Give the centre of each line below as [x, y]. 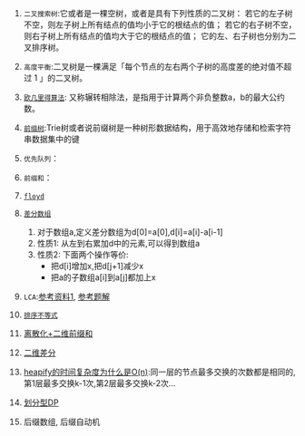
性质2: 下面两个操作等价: [83, 255]
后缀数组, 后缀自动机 [62, 421]
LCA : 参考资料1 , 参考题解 [67, 296]
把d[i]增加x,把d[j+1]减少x [97, 266]
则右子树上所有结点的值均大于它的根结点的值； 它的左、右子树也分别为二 [160, 36]
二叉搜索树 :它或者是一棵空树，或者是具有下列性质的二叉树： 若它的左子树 [158, 13]
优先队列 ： [41, 158]
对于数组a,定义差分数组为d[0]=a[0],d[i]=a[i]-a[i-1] [130, 232]
